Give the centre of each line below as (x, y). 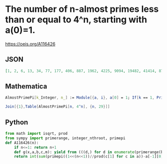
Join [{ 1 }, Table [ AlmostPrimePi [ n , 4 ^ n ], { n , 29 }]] (58, 107)
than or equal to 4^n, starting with (76, 20)
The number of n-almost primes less (82, 9)
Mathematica (26, 86)
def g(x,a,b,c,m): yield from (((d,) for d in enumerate (74, 152)
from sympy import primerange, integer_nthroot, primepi (65, 138)
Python (17, 122)
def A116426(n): (22, 143)
